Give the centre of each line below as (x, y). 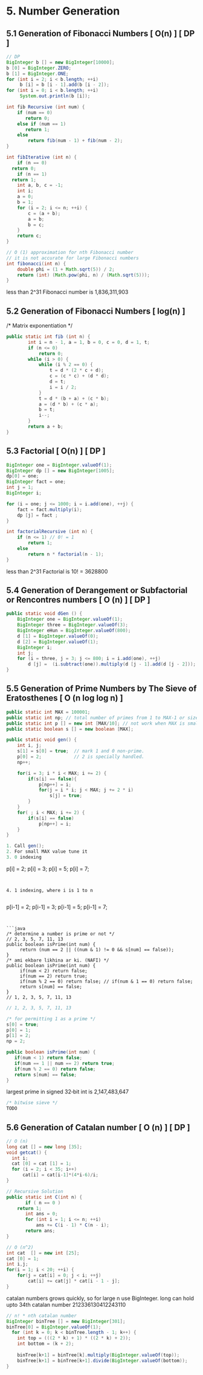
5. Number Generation (63, 11)
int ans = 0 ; (42, 1214)
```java (16, 928)
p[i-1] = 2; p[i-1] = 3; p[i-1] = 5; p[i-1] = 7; (57, 907)
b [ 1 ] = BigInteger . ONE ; (37, 74)
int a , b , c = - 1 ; (40, 186)
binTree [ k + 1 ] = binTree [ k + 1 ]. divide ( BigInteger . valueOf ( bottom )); (102, 1360)
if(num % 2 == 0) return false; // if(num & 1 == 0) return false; (106, 981)
